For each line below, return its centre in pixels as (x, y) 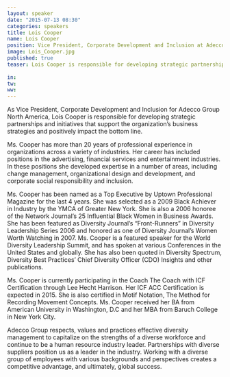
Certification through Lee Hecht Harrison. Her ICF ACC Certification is (105, 288)
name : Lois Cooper (33, 39)
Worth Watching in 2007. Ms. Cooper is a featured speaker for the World (109, 238)
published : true (30, 58)
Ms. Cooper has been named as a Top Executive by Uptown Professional (110, 194)
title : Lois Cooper (35, 33)
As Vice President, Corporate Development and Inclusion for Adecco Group (114, 110)
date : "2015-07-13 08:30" (44, 20)
